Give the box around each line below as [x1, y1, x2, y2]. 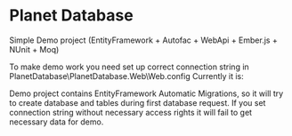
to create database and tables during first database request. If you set [9, 97, 266, 108]
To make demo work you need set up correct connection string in [9, 61, 249, 72]
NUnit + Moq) [9, 44, 60, 54]
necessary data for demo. [9, 116, 104, 127]
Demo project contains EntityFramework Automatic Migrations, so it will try [9, 88, 284, 99]
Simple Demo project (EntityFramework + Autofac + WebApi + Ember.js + [9, 35, 278, 45]
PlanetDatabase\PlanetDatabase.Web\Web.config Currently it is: [9, 70, 244, 81]
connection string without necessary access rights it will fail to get [9, 107, 252, 117]
